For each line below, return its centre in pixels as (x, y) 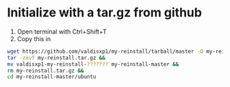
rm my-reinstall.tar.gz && (46, 71)
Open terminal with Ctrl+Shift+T (62, 32)
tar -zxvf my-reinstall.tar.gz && (56, 58)
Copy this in (34, 38)
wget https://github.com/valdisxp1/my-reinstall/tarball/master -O (105, 51)
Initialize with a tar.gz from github (104, 13)
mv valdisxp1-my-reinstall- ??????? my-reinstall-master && (93, 64)
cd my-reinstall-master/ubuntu (52, 77)
